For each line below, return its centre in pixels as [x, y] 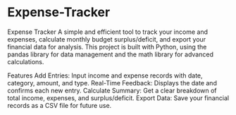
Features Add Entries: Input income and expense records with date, [105, 75]
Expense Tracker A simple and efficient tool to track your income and [107, 32]
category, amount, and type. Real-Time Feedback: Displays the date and [112, 83]
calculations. [26, 61]
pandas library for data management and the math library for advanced [110, 54]
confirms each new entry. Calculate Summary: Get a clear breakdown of [112, 90]
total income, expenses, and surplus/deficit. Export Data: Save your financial [118, 98]
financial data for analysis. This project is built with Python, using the [107, 47]
